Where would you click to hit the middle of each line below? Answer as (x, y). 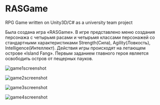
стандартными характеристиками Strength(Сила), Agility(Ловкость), (78, 42)
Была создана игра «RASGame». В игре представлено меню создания (80, 32)
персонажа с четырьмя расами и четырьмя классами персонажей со (80, 37)
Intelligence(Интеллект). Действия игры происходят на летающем (76, 48)
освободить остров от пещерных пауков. (49, 58)
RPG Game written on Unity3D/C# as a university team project (69, 22)
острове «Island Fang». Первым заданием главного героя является (77, 53)
